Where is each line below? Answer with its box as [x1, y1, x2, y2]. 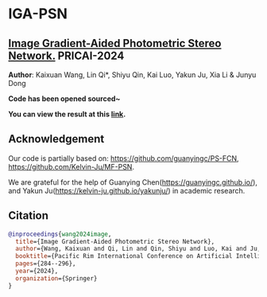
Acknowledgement [8, 132, 105, 146]
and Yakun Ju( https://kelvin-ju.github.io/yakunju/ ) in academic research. [8, 186, 246, 195]
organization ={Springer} [15, 274, 98, 283]
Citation [8, 209, 49, 223]
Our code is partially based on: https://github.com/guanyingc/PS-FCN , [8, 153, 240, 163]
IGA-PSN [8, 5, 68, 23]
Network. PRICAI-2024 [8, 49, 125, 62]
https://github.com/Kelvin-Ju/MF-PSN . [8, 162, 135, 171]
